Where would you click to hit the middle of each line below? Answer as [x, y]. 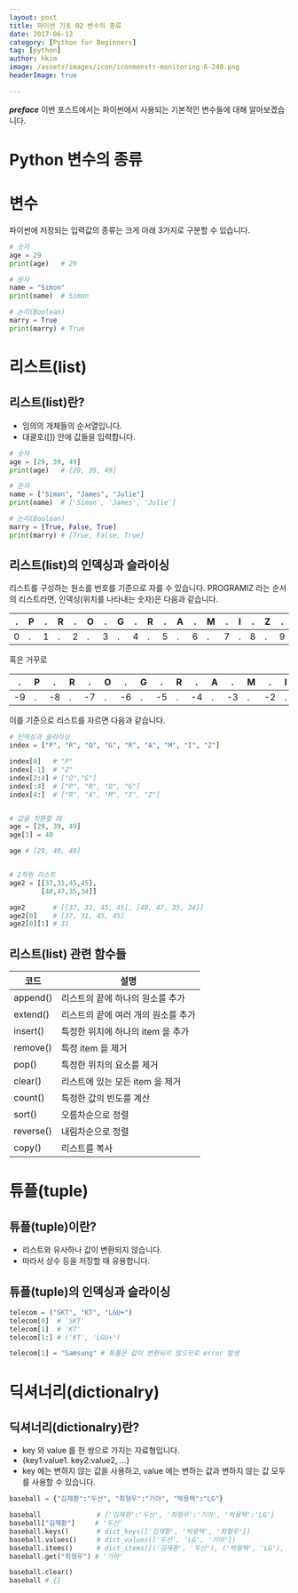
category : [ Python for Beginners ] [73, 42]
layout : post [33, 17]
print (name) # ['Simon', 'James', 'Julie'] [93, 503]
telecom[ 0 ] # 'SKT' [47, 1321]
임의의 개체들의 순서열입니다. [72, 425]
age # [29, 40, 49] [45, 851]
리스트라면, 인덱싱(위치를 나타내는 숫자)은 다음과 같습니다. [118, 599]
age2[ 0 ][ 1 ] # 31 [39, 924]
